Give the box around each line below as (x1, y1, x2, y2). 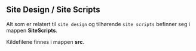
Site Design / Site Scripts (6, 5, 100, 15)
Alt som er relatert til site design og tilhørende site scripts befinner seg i (6, 20, 190, 27)
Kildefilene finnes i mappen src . (6, 38, 85, 45)
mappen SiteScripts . (6, 27, 58, 34)
